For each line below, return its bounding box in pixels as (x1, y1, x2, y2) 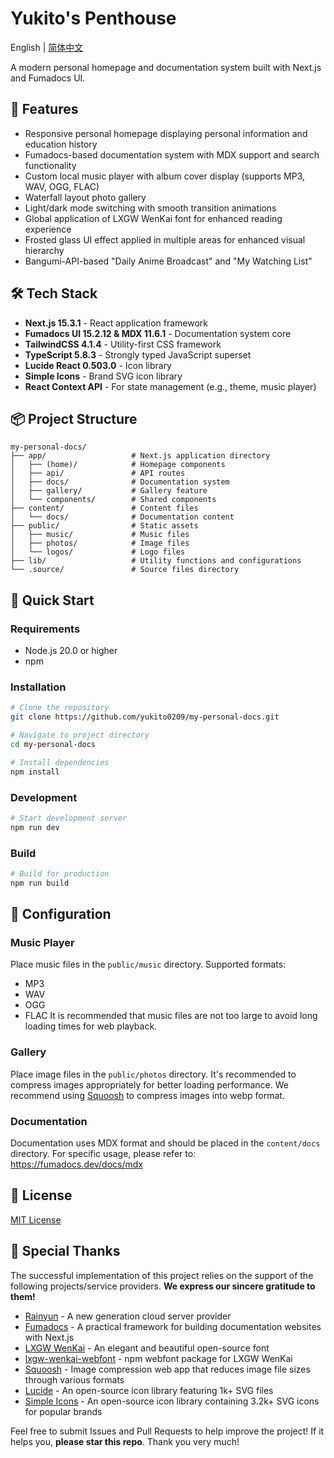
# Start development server (10, 813, 128, 823)
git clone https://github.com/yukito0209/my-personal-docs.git (10, 712, 280, 722)
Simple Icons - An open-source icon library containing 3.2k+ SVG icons (24, 1395, 320, 1407)
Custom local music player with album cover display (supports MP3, (24, 170, 306, 182)
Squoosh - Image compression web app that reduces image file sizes (24, 1363, 311, 1375)
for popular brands (24, 1405, 103, 1417)
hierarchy (24, 244, 65, 256)
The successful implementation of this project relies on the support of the (10, 1269, 314, 1281)
